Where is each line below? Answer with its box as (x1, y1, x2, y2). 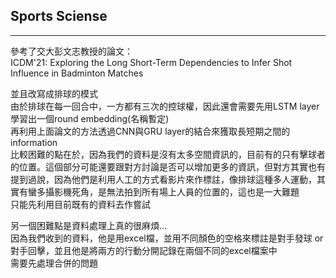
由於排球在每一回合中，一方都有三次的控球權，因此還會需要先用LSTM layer (10, 100, 320, 112)
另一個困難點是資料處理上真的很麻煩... (10, 219, 168, 231)
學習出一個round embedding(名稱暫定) (10, 112, 170, 124)
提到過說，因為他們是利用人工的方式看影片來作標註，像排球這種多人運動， (10, 173, 317, 185)
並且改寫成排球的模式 (10, 87, 98, 99)
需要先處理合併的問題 (10, 257, 98, 269)
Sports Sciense (10, 8, 108, 25)
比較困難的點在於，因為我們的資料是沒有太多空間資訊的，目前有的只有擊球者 (10, 148, 326, 160)
